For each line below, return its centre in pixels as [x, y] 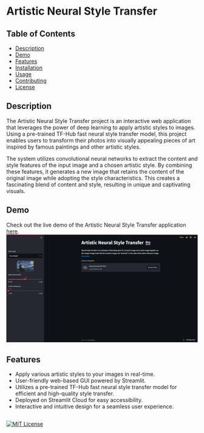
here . [13, 231]
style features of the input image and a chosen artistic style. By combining [99, 165]
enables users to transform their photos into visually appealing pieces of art [101, 140]
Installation [29, 68]
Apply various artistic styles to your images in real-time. [85, 374]
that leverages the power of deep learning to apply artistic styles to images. [101, 127]
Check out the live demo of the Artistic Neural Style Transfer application [96, 225]
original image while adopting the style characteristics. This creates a [93, 178]
